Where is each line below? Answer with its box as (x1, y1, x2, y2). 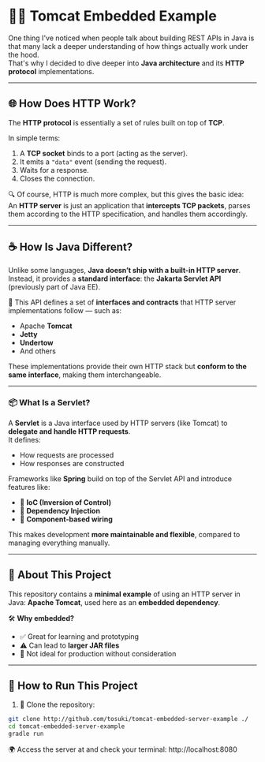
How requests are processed (19, 450, 114, 460)
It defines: (8, 435, 41, 444)
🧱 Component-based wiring (19, 514, 113, 524)
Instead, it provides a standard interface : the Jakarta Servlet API (8, 274, 222, 283)
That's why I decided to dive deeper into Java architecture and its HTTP (8, 58, 244, 68)
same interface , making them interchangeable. (8, 370, 162, 379)
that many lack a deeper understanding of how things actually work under (8, 41, 248, 50)
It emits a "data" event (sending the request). (19, 157, 167, 166)
